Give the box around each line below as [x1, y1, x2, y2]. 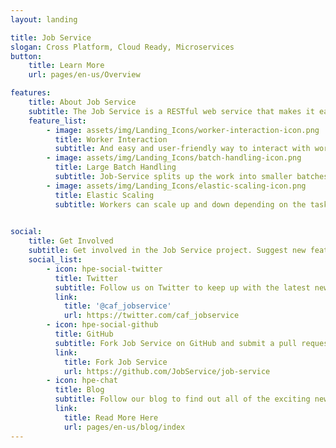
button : [10, 51, 43, 61]
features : [10, 88, 52, 98]
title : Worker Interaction [54, 134, 168, 145]
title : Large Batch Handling [54, 162, 177, 173]
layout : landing [10, 14, 78, 25]
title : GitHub [54, 329, 114, 339]
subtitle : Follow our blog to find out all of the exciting [54, 394, 311, 405]
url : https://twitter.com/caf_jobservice [63, 311, 240, 321]
